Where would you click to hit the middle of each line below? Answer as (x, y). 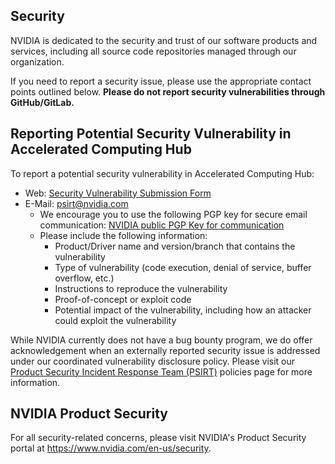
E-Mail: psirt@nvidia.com (76, 203)
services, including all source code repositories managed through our (153, 51)
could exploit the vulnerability (115, 320)
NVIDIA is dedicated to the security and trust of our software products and (164, 40)
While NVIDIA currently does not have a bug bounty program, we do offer (161, 340)
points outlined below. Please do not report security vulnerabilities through (168, 91)
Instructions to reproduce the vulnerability (141, 288)
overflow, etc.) (84, 278)
